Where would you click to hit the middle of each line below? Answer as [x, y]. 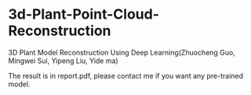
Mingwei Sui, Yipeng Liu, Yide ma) [64, 61]
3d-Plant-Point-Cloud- [84, 14]
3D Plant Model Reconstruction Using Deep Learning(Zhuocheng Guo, [122, 52]
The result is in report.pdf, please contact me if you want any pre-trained [126, 76]
